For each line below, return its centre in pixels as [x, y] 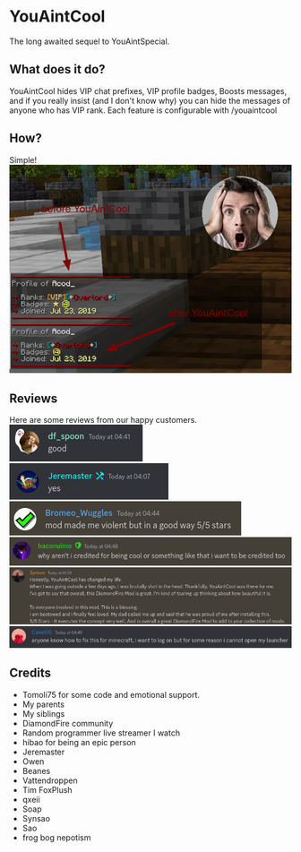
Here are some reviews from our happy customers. [103, 420]
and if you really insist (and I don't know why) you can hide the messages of [150, 100]
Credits [30, 673]
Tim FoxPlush [47, 789]
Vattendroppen [50, 780]
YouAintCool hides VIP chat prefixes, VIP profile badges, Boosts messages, [148, 90]
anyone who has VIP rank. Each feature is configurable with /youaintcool [143, 110]
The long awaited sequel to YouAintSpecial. [90, 41]
